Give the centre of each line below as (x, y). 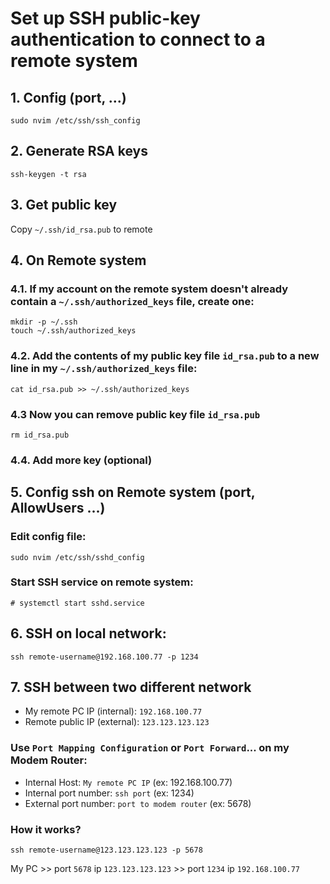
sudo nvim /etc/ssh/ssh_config (75, 121)
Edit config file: (48, 537)
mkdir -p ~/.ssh (44, 322)
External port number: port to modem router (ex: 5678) (138, 803)
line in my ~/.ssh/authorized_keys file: (104, 369)
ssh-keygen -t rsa (48, 174)
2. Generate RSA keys (79, 151)
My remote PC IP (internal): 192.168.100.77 (113, 711)
